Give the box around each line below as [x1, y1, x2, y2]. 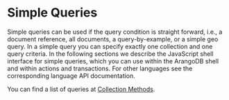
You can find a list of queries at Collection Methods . [7, 85, 155, 93]
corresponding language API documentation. [7, 71, 135, 80]
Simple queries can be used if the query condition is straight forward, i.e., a [7, 28, 223, 36]
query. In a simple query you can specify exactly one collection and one [7, 42, 213, 50]
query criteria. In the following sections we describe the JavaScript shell [7, 50, 214, 58]
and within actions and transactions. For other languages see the [7, 64, 193, 72]
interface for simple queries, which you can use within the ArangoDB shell [7, 57, 219, 65]
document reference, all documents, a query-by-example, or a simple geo [7, 34, 219, 43]
